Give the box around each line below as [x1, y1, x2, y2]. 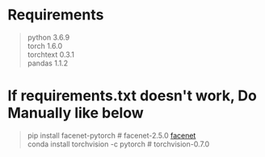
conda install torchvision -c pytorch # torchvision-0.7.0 [27, 139, 210, 149]
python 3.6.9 [27, 32, 70, 42]
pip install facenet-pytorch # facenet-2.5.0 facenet [27, 130, 196, 140]
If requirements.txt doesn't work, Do [7, 87, 258, 105]
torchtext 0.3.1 [27, 49, 74, 59]
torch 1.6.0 [27, 40, 62, 50]
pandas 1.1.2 [27, 58, 69, 68]
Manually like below [7, 104, 145, 122]
